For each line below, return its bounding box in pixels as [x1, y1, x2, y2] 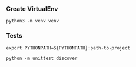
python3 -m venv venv [6, 18, 59, 24]
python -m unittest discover [6, 55, 78, 61]
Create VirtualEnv [6, 5, 58, 13]
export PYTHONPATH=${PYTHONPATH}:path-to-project [6, 45, 131, 51]
